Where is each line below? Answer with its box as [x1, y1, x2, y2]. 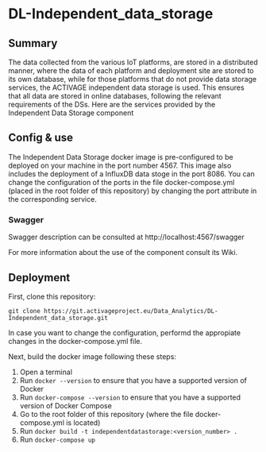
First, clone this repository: [8, 292, 96, 301]
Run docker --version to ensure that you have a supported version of [19, 375, 248, 385]
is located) [66, 418, 101, 427]
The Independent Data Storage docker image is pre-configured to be [8, 152, 233, 161]
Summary [8, 37, 58, 50]
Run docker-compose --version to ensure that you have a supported [19, 392, 241, 402]
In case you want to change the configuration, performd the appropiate [8, 327, 241, 338]
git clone [8, 307, 41, 315]
